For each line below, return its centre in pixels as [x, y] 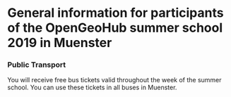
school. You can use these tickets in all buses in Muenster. [92, 88]
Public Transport [37, 65]
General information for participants [115, 13]
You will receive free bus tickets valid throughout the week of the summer [114, 80]
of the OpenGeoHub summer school [115, 28]
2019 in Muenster [60, 43]
